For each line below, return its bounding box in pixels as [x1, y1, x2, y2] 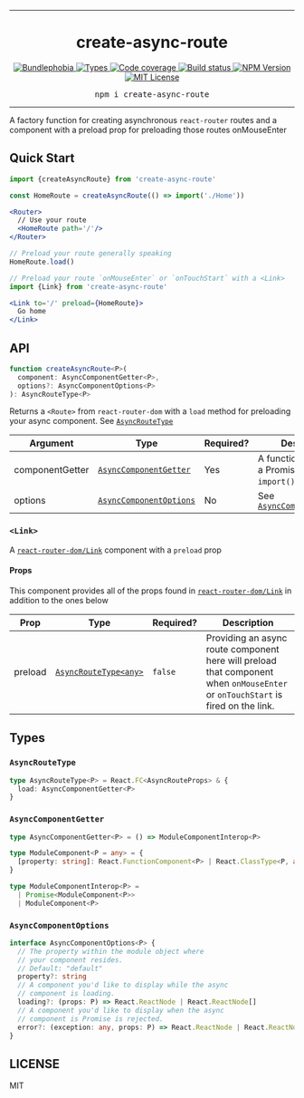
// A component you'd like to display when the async [17, 1006, 224, 1015]
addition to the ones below [9, 594, 109, 605]
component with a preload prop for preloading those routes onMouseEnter [9, 124, 288, 135]
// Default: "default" [17, 964, 103, 973]
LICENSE [9, 1056, 61, 1072]
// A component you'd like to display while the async [17, 980, 229, 990]
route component [205, 642, 280, 655]
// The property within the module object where [17, 947, 204, 956]
